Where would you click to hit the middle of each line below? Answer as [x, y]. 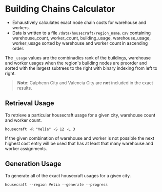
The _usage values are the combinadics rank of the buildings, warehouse [78, 58]
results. [25, 88]
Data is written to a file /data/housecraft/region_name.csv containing [81, 33]
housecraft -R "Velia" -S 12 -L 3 [40, 129]
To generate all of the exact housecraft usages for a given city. [68, 175]
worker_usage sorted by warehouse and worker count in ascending [80, 43]
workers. [21, 27]
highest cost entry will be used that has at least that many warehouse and [79, 143]
